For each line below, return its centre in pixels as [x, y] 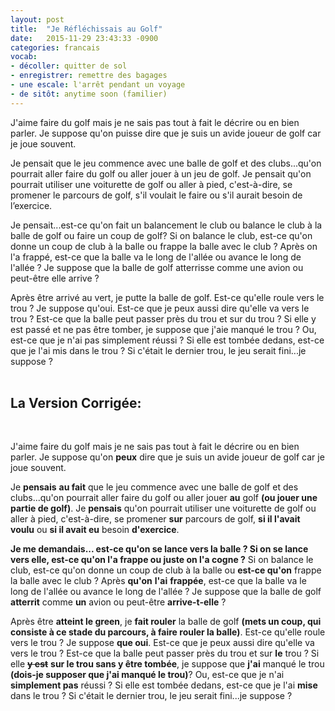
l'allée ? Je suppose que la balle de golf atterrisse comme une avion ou [157, 267]
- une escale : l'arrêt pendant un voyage [98, 85]
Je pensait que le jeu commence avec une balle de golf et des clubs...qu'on [166, 163]
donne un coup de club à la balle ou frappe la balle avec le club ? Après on [164, 246]
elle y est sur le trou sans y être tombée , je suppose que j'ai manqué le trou [167, 664]
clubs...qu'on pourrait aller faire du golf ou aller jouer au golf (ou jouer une [164, 498]
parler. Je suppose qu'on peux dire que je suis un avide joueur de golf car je [167, 457]
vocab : [24, 57]
